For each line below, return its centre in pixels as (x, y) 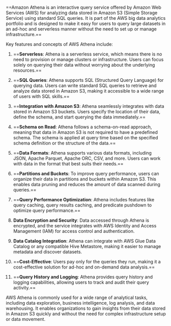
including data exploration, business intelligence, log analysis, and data (80, 303)
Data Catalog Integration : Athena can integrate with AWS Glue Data (84, 241)
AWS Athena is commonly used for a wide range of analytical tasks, (77, 298)
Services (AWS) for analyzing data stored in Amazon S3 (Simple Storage (82, 13)
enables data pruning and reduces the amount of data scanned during (87, 184)
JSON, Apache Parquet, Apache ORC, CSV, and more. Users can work (87, 158)
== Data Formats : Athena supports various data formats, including (82, 153)
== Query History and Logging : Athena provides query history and (83, 277)
